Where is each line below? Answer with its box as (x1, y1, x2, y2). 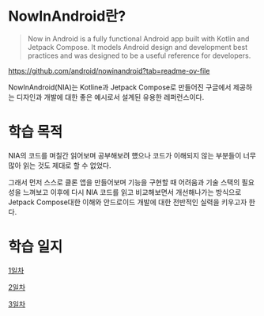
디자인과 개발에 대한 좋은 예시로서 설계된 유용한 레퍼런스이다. (16, 92, 205, 101)
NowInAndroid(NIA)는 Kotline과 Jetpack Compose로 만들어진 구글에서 (8, 82, 232, 92)
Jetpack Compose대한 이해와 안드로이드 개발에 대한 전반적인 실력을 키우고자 (8, 197, 247, 207)
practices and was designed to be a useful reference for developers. (27, 51, 251, 60)
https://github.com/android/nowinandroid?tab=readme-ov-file (8, 66, 210, 75)
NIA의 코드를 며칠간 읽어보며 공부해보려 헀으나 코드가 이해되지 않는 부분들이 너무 (8, 150, 257, 160)
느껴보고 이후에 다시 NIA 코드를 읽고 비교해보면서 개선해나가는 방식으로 (22, 187, 242, 196)
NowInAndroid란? (8, 7, 126, 25)
